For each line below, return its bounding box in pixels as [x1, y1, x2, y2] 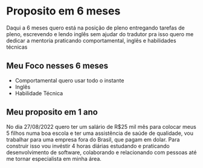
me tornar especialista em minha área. [6, 155, 101, 162]
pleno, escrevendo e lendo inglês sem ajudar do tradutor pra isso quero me [6, 30, 194, 37]
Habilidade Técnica [14, 89, 63, 97]
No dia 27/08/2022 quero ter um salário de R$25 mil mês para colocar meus [6, 123, 196, 130]
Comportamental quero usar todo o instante [14, 76, 124, 84]
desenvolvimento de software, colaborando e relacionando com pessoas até [6, 149, 197, 156]
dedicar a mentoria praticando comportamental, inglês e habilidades [6, 37, 176, 44]
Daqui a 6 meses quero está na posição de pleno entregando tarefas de [6, 24, 185, 31]
